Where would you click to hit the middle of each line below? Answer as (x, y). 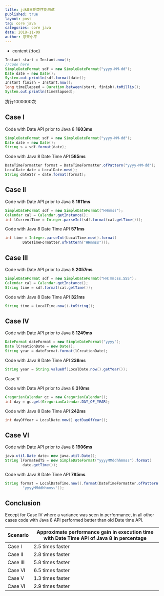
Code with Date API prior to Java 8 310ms (47, 388)
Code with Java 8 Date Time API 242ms (45, 411)
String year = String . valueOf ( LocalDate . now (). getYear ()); (66, 369)
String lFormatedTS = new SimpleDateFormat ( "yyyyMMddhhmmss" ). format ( (78, 460)
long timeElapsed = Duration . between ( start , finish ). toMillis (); (73, 87)
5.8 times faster (51, 562)
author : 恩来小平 (21, 37)
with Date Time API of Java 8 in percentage (95, 538)
